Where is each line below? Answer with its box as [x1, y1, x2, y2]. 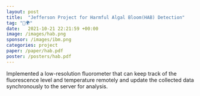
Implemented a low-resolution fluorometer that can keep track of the [6, 70, 177, 77]
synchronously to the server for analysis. [6, 82, 108, 90]
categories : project [6, 43, 59, 49]
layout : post [6, 8, 39, 15]
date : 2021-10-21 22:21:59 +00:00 [6, 25, 98, 32]
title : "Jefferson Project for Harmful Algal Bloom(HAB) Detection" [6, 14, 185, 20]
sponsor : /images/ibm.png [6, 37, 71, 43]
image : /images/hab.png [6, 31, 66, 37]
